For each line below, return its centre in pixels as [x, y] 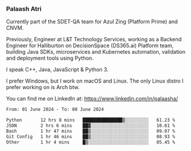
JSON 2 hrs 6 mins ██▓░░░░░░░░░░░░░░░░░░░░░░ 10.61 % [91, 126]
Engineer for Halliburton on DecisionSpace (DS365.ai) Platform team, [90, 45]
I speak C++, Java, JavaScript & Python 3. [57, 70]
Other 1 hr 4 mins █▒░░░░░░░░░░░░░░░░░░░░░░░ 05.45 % [91, 142]
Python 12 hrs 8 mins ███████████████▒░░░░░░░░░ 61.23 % [91, 120]
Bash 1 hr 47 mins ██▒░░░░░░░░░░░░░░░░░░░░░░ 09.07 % [91, 131]
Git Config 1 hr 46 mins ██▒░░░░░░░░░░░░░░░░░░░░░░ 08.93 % [91, 137]
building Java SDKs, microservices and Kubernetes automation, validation [96, 52]
